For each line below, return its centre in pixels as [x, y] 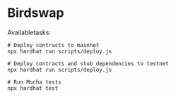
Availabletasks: [29, 32]
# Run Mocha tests [34, 82]
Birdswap [36, 13]
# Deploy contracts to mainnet [53, 45]
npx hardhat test [33, 88]
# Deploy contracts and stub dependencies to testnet [88, 64]
